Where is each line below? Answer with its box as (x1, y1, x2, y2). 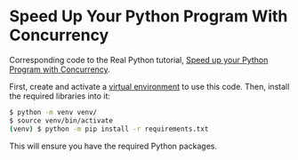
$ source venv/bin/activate (9, 116, 114, 125)
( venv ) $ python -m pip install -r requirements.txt (9, 124, 209, 133)
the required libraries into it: (9, 91, 111, 101)
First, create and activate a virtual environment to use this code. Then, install (9, 81, 290, 92)
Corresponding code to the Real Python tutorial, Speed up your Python (9, 54, 269, 65)
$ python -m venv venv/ (9, 108, 98, 116)
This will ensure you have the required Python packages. (9, 140, 218, 151)
